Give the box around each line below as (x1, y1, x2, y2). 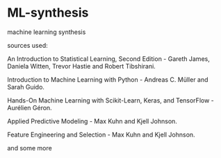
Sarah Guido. (7, 82, 45, 91)
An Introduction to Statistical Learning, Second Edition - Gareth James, (7, 54, 210, 63)
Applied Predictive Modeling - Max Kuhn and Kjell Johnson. (7, 116, 177, 125)
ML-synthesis (7, 5, 89, 21)
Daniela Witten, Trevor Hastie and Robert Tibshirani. (7, 62, 156, 70)
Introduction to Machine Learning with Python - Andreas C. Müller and (7, 75, 208, 84)
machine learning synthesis (7, 28, 86, 36)
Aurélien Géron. (7, 103, 52, 112)
